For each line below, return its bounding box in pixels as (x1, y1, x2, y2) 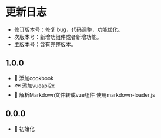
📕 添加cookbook (14, 74, 54, 81)
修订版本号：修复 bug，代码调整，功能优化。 (14, 26, 123, 33)
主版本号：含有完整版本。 (14, 41, 76, 48)
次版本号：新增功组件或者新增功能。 (14, 33, 102, 40)
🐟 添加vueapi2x (14, 82, 55, 89)
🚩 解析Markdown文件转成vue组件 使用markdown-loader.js (14, 91, 155, 98)
